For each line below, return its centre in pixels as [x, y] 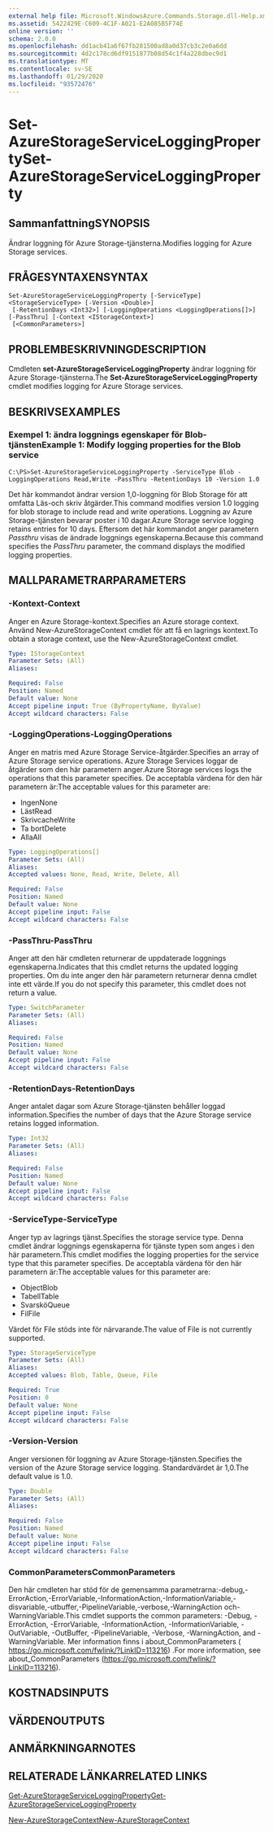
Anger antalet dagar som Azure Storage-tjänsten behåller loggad [117, 1106]
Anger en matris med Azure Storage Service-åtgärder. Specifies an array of [134, 752]
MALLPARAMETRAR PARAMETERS [97, 580]
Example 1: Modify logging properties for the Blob [141, 445]
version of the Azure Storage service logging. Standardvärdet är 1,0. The [129, 1467]
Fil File [30, 1313]
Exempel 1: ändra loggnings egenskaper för [96, 434]
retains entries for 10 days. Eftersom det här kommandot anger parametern [134, 529]
